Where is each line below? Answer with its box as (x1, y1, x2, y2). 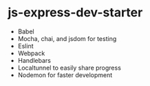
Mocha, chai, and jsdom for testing (17, 34, 117, 42)
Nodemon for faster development (17, 70, 113, 79)
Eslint (17, 42, 34, 50)
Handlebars (17, 56, 51, 64)
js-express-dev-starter (8, 5, 143, 20)
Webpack (17, 49, 45, 57)
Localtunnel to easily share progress (17, 63, 121, 72)
